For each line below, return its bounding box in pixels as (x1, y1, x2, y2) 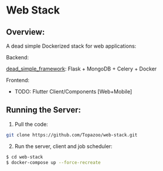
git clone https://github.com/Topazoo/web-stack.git (6, 132, 138, 138)
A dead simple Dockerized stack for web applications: (6, 42, 137, 49)
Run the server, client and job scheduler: (14, 142, 113, 150)
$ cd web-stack (6, 154, 43, 160)
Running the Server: (6, 105, 81, 115)
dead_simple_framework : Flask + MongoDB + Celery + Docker (6, 65, 157, 72)
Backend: (6, 54, 29, 61)
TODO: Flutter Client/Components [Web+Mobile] (14, 88, 133, 95)
